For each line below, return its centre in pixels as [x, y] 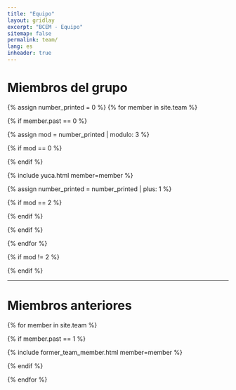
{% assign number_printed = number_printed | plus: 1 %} [90, 189]
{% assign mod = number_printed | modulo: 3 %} [78, 134]
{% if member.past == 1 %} [47, 339]
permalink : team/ [33, 40]
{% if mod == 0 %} [35, 148]
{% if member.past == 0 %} [47, 121]
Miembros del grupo [67, 88]
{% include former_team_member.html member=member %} [95, 352]
